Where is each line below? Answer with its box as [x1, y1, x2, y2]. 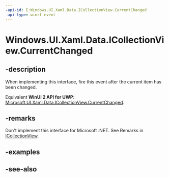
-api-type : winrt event [5, 12, 56, 17]
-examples [5, 147, 40, 156]
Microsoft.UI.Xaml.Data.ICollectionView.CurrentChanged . [5, 99, 125, 105]
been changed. [5, 84, 37, 90]
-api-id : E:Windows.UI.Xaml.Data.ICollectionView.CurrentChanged [5, 7, 147, 13]
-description [5, 65, 46, 74]
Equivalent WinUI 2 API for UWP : [5, 94, 75, 100]
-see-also [5, 165, 37, 173]
